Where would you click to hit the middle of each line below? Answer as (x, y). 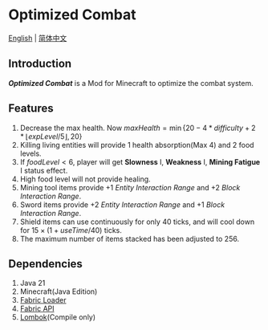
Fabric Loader (43, 300)
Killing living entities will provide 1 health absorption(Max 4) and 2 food (137, 145)
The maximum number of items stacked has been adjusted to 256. (129, 238)
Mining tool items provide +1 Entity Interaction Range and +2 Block (130, 187)
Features (31, 109)
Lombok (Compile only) (58, 317)
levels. (30, 153)
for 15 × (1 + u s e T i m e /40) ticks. (71, 230)
